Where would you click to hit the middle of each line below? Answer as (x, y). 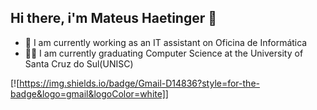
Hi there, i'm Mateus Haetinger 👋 (114, 18)
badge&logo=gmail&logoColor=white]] (89, 93)
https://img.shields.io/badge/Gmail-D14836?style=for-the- (139, 83)
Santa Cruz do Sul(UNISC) (79, 63)
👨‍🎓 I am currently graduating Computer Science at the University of (164, 53)
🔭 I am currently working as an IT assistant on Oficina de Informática (166, 42)
